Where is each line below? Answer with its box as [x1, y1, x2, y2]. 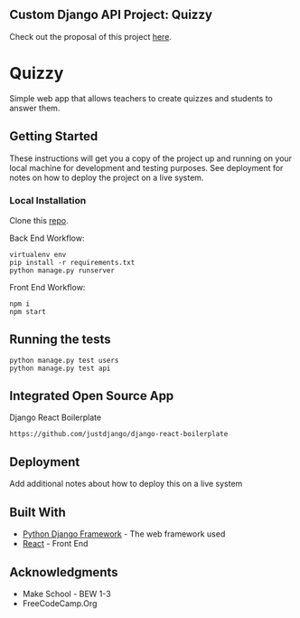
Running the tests [9, 332, 111, 347]
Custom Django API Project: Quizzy [9, 7, 212, 23]
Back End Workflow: [9, 233, 85, 243]
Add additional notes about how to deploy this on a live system [9, 479, 243, 490]
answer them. [9, 102, 61, 113]
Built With [9, 504, 66, 519]
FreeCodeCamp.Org [22, 597, 98, 609]
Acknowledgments [9, 565, 119, 580]
